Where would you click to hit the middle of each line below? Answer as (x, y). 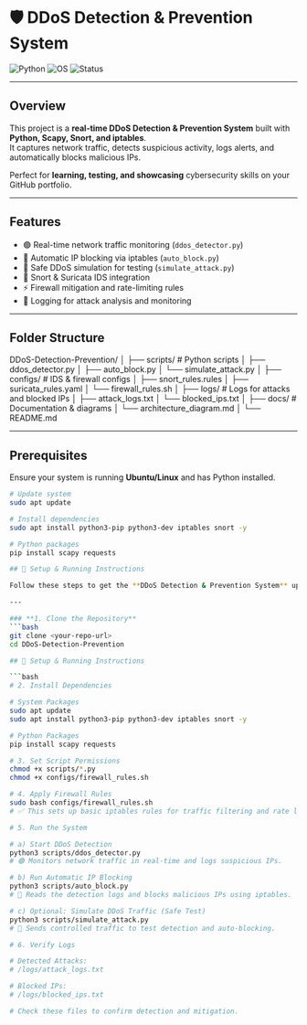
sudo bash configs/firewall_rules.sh (81, 803)
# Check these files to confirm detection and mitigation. (124, 1011)
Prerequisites (48, 455)
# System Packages (44, 702)
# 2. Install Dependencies (61, 686)
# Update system (40, 495)
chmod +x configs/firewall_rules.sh (79, 778)
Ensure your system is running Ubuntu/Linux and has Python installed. (143, 477)
